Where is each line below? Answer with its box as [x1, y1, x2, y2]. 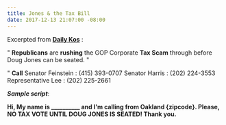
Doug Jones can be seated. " [7, 55, 90, 64]
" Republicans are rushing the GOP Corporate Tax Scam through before [7, 48, 212, 57]
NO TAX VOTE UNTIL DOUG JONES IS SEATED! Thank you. [7, 110, 177, 118]
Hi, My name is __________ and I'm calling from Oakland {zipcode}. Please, [7, 102, 220, 111]
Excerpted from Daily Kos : [7, 35, 84, 43]
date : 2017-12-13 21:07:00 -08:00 [7, 16, 106, 23]
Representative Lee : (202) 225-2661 [7, 76, 111, 84]
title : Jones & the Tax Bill [7, 10, 90, 17]
